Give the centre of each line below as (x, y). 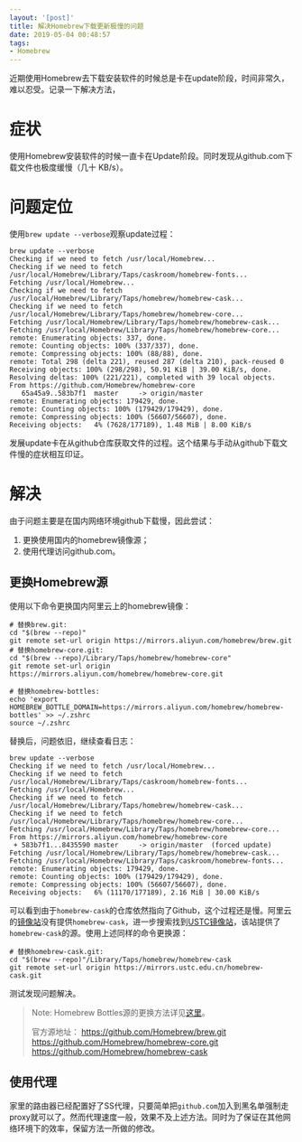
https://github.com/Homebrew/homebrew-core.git (125, 1042)
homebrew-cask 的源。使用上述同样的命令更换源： (99, 932)
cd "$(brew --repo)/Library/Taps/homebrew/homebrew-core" (120, 658)
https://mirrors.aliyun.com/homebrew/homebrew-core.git (116, 674)
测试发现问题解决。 (45, 993)
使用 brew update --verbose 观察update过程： (92, 234)
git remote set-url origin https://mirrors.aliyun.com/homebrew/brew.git (151, 641)
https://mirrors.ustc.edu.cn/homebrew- (189, 968)
